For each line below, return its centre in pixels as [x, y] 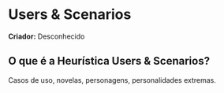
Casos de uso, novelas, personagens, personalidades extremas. [112, 80]
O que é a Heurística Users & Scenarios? [109, 61]
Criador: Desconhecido [47, 36]
